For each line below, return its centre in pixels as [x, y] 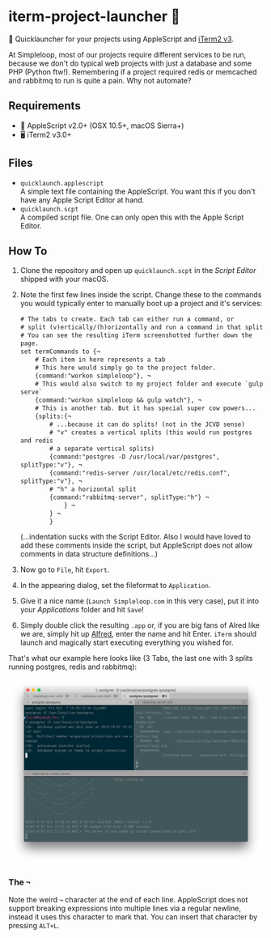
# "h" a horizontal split [93, 489]
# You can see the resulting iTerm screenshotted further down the [136, 335]
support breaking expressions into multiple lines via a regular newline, [125, 908]
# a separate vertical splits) [102, 449]
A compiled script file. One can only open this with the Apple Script [132, 217]
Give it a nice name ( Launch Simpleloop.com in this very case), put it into [140, 601]
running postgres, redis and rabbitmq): [73, 667]
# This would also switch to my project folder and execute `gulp [149, 384]
